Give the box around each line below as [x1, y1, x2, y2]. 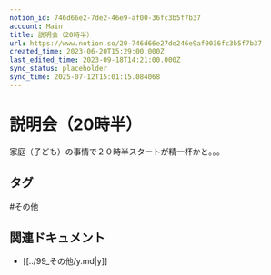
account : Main [9, 22, 64, 31]
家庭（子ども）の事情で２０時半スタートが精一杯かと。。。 [9, 146, 225, 157]
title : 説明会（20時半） [9, 30, 94, 39]
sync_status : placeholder [9, 64, 107, 74]
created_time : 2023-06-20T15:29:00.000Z [9, 47, 166, 56]
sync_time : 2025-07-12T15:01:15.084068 [9, 73, 161, 82]
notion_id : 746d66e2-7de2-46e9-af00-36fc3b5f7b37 [9, 13, 202, 23]
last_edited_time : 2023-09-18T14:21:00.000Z [9, 55, 181, 64]
